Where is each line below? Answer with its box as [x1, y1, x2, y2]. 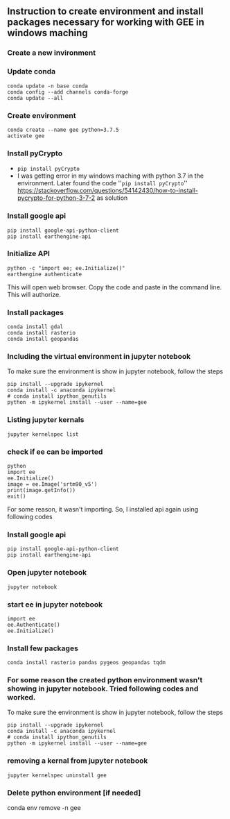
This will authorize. [7, 290, 61, 298]
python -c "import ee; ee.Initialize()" [7, 264, 126, 271]
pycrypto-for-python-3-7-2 [17, 194, 96, 202]
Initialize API [7, 249, 51, 259]
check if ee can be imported [7, 447, 103, 457]
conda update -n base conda [7, 83, 89, 90]
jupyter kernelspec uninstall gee [7, 772, 107, 779]
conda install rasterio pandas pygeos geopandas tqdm [7, 659, 166, 666]
